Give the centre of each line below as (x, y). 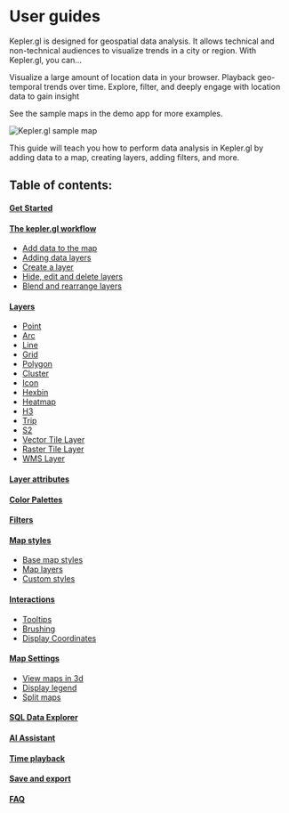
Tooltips (37, 619)
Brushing (39, 629)
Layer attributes (39, 479)
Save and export (40, 779)
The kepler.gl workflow (53, 228)
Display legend (49, 687)
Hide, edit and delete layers (72, 277)
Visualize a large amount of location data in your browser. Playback (132, 77)
